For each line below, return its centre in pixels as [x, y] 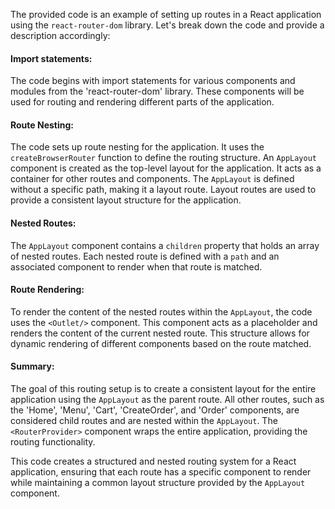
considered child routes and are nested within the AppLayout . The [144, 421]
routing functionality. [53, 442]
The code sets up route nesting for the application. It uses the [137, 147]
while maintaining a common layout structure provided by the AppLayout [158, 483]
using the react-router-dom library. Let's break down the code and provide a [167, 25]
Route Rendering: [47, 290]
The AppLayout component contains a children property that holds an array [165, 245]
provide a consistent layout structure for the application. [126, 200]
